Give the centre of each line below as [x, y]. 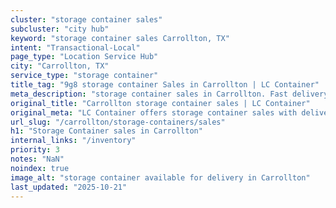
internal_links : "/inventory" [73, 141]
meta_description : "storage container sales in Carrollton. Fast [149, 94]
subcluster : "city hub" [60, 29]
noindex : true [40, 168]
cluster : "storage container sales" [86, 19]
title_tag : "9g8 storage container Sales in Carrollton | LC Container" [165, 85]
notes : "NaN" [37, 159]
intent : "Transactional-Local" [75, 47]
